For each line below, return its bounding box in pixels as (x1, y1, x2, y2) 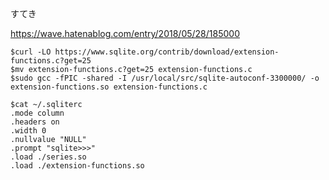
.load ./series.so (10, 152, 87, 162)
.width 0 (10, 126, 47, 136)
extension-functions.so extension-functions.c (10, 82, 208, 92)
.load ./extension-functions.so (10, 161, 145, 171)
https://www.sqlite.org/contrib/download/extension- (54, 47, 280, 57)
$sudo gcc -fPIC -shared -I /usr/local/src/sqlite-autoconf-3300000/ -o (10, 73, 320, 83)
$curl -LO (10, 47, 52, 57)
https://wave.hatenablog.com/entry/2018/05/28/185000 (10, 28, 240, 39)
